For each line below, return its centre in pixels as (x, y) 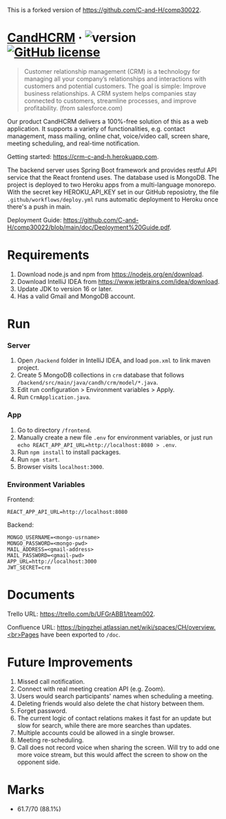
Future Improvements (70, 662)
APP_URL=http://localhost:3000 (52, 561)
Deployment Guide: (34, 220)
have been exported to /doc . (80, 634)
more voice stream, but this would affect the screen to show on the (112, 754)
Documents (41, 595)
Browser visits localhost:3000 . (61, 466)
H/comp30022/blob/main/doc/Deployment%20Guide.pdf (89, 227)
